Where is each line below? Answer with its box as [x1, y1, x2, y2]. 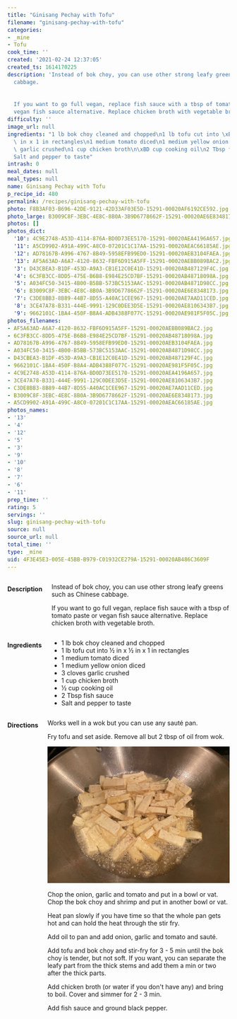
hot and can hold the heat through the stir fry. [47, 919, 180, 928]
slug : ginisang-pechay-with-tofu [7, 518, 106, 526]
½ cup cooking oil [61, 683, 113, 692]
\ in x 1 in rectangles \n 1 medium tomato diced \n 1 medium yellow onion [13, 138, 229, 145]
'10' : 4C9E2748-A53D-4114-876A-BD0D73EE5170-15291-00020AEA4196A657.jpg [13, 235, 232, 243]
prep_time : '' [7, 496, 49, 503]
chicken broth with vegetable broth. [51, 619, 155, 627]
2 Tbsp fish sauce [61, 691, 114, 699]
